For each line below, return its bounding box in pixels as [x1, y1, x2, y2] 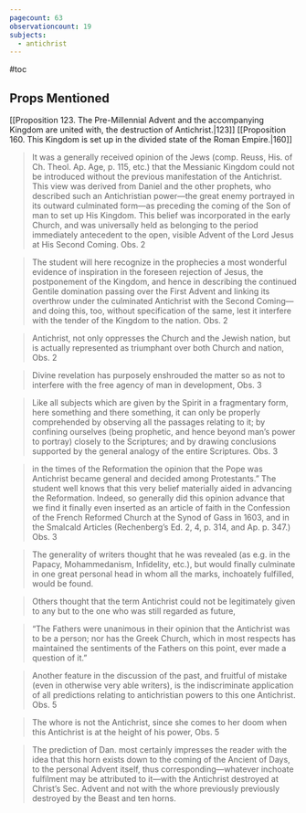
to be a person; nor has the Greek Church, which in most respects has [31, 633, 297, 644]
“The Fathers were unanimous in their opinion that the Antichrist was [31, 623, 290, 635]
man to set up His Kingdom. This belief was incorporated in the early [31, 210, 290, 221]
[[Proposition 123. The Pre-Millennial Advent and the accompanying [9, 115, 265, 126]
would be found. [31, 578, 94, 589]
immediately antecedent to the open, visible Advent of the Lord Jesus [31, 229, 294, 240]
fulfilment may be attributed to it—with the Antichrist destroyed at [31, 774, 279, 785]
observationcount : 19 [9, 22, 92, 31]
